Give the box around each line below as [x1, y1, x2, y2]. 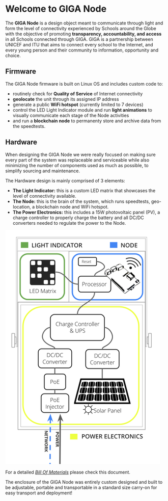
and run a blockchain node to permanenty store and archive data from [12, 118, 161, 124]
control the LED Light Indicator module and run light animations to [12, 107, 153, 113]
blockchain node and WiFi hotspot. [35, 203, 109, 209]
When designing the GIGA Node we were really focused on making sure [5, 151, 156, 157]
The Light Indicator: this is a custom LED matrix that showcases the [12, 187, 156, 194]
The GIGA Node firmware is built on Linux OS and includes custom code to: [5, 81, 163, 87]
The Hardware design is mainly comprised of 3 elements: [5, 177, 126, 183]
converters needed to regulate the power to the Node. [12, 220, 126, 226]
